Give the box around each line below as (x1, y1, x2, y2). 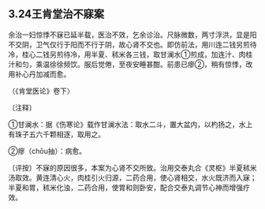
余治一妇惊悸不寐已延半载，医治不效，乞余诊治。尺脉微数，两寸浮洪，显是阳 (8, 30, 257, 39)
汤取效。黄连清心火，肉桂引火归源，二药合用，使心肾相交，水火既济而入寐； (8, 173, 257, 182)
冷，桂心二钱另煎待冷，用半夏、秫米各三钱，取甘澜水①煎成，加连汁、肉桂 (8, 50, 253, 59)
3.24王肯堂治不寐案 (8, 7, 105, 21)
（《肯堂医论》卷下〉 (8, 86, 74, 95)
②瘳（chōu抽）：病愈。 (8, 146, 87, 155)
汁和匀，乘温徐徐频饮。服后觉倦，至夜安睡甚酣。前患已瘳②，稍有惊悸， (8, 59, 246, 69)
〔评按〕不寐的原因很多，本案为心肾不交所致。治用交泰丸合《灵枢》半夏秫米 (8, 162, 257, 172)
